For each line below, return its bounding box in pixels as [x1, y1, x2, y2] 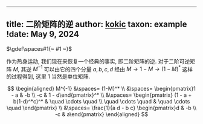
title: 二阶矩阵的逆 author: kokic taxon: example [6, 19, 187, 30]
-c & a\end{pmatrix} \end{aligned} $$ [54, 111, 149, 118]
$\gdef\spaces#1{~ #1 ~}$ [6, 45, 72, 52]
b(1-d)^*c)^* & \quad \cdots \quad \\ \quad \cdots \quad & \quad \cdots [13, 98, 190, 105]
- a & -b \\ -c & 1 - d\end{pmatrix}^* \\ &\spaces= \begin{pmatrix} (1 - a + [11, 91, 192, 99]
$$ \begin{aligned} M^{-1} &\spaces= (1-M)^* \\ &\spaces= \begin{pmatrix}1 [7, 85, 196, 93]
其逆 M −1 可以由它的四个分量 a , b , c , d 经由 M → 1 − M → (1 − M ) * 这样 [21, 64, 193, 73]
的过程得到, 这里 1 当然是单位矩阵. [6, 73, 91, 80]
